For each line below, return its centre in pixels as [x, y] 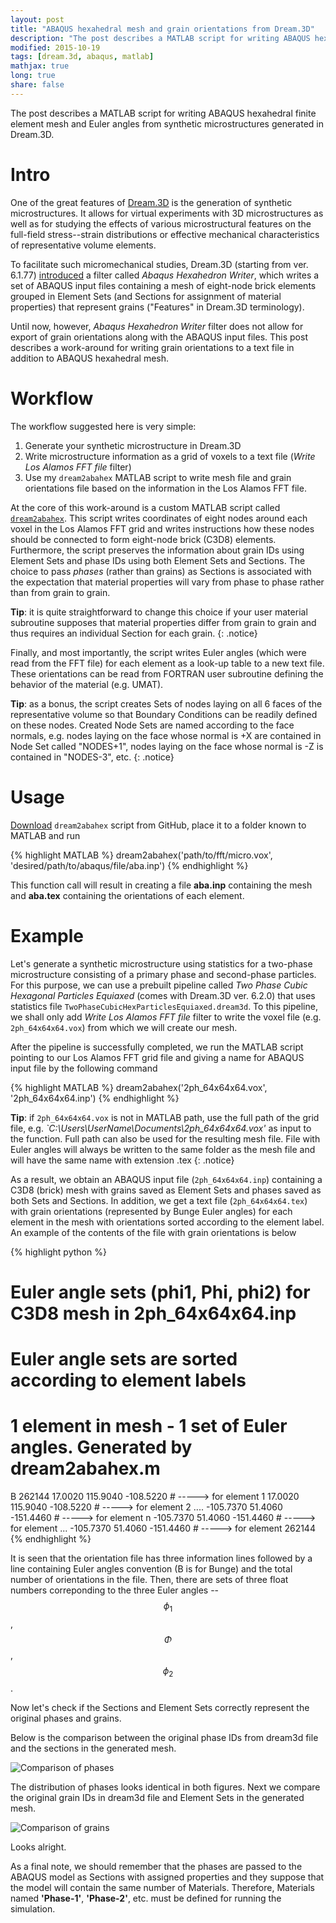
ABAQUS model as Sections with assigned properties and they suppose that [167, 1877]
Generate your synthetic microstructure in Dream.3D [133, 445]
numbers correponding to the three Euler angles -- [115, 1590]
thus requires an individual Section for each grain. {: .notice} [134, 633]
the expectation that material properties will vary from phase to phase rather [167, 582]
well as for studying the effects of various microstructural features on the [161, 223]
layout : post [37, 19]
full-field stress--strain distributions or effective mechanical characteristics [165, 234]
